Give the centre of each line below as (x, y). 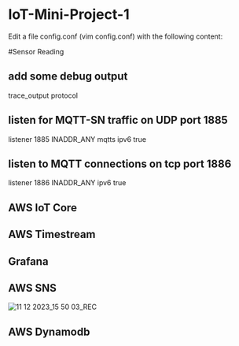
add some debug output (68, 76)
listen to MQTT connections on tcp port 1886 (120, 164)
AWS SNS (33, 288)
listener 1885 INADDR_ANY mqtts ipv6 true (77, 139)
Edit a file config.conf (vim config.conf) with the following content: (116, 36)
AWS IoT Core (42, 208)
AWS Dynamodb (49, 331)
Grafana (28, 261)
